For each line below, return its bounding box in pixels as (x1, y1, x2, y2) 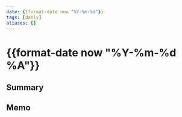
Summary (6, 82, 44, 92)
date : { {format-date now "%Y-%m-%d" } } (6, 8, 104, 15)
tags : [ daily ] (6, 14, 42, 20)
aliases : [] (6, 20, 36, 26)
